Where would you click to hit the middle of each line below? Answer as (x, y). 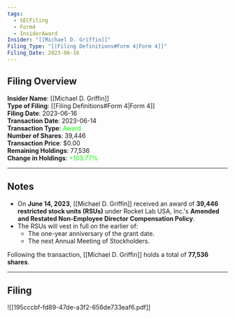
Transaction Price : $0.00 (44, 143)
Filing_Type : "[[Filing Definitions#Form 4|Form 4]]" (87, 46)
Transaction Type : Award (44, 128)
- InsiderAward (36, 33)
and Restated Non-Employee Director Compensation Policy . (106, 218)
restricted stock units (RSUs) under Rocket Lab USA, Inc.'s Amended (118, 211)
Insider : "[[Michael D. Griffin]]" (59, 40)
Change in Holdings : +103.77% (52, 158)
